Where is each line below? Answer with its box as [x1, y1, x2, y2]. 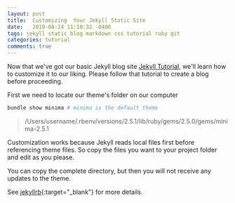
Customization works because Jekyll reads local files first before [7, 138, 195, 146]
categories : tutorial [7, 37, 71, 44]
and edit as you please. [7, 152, 75, 162]
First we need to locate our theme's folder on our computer [7, 91, 179, 99]
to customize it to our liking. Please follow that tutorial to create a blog [7, 70, 209, 78]
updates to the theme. [7, 173, 72, 183]
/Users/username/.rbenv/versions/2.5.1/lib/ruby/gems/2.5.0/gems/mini [24, 117, 228, 125]
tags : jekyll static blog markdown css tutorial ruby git [7, 30, 180, 37]
